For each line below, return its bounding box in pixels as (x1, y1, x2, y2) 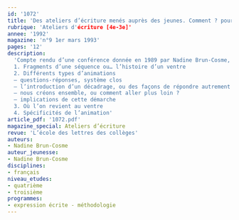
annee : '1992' (7, 30, 50, 38)
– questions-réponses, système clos (14, 76, 122, 84)
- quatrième (7, 182, 43, 189)
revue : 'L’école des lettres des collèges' (7, 129, 139, 136)
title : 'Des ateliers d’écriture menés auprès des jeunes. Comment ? (7, 17, 218, 24)
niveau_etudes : (7, 175, 53, 182)
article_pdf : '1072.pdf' (7, 116, 81, 123)
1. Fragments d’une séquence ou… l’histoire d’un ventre (14, 63, 186, 70)
